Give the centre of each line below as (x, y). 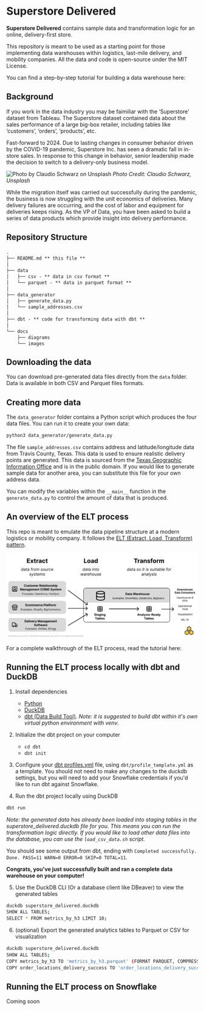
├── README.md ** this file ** (46, 258)
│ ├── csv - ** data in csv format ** (58, 276)
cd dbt (32, 747)
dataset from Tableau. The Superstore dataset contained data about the (96, 118)
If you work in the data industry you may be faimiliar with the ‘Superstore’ (98, 112)
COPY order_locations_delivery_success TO (61, 968)
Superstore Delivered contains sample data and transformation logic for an (101, 28)
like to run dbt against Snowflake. (57, 784)
